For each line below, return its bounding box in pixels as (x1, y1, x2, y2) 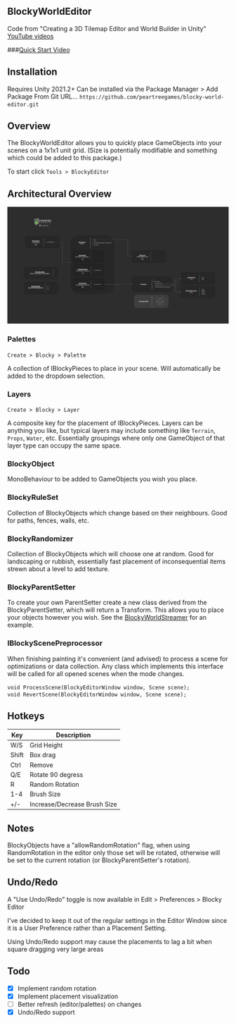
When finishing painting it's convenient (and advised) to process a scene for (7, 654, 228, 663)
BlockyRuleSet (7, 493, 58, 503)
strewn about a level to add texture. (7, 565, 110, 573)
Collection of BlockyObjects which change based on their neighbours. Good (7, 508, 228, 517)
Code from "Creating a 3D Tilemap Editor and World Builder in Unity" (7, 24, 206, 32)
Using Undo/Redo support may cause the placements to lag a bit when (7, 937, 212, 945)
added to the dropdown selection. (7, 372, 105, 380)
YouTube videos (7, 32, 54, 40)
